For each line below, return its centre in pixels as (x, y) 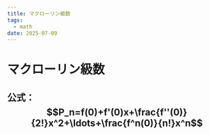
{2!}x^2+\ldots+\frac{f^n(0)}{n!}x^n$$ (117, 123)
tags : (15, 20)
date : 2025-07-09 (32, 33)
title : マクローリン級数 (39, 14)
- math (23, 26)
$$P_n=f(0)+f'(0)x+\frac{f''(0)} (117, 112)
